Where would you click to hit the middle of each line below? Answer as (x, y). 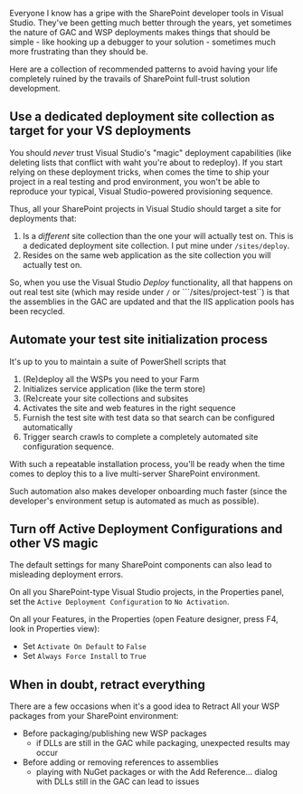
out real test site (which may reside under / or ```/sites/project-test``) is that (149, 292)
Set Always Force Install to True (85, 656)
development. (35, 88)
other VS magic (54, 544)
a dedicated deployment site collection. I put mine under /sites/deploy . (156, 245)
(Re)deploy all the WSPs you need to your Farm (111, 378)
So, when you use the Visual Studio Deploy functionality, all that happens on (151, 282)
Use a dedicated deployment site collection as (142, 117)
